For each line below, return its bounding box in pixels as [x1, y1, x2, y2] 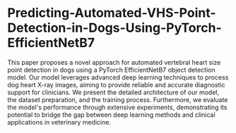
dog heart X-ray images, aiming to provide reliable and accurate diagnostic [7, 80, 225, 89]
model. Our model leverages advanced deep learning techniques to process [7, 72, 229, 82]
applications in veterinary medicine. [7, 118, 112, 126]
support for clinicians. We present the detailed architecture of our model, [7, 88, 220, 96]
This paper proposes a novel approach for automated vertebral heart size [7, 58, 221, 66]
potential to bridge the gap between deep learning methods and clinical [7, 110, 216, 119]
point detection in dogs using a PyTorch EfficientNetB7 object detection [7, 65, 216, 74]
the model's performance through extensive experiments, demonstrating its [7, 103, 228, 111]
